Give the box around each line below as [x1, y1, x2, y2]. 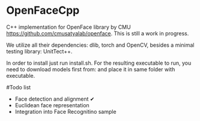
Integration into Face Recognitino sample [14, 108, 117, 115]
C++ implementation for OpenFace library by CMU [6, 23, 131, 31]
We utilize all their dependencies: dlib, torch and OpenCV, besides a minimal [6, 41, 195, 49]
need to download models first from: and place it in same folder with [6, 65, 175, 72]
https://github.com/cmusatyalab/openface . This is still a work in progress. [6, 29, 189, 37]
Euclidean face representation [14, 101, 90, 108]
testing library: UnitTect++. [6, 47, 73, 55]
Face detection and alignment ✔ [14, 95, 95, 102]
